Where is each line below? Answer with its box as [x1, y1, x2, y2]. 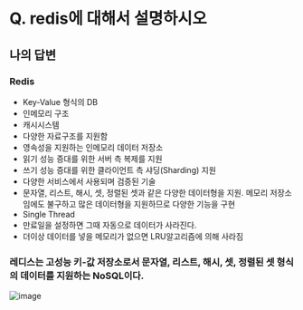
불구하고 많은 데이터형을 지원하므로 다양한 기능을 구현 [46, 199, 236, 209]
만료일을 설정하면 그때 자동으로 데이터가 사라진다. [22, 219, 197, 230]
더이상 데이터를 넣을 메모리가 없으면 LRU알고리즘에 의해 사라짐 [22, 230, 244, 241]
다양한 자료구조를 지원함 [22, 131, 109, 141]
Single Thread [22, 208, 75, 219]
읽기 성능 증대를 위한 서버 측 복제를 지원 [22, 153, 163, 164]
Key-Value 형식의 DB [22, 96, 99, 107]
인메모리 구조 [22, 108, 70, 119]
